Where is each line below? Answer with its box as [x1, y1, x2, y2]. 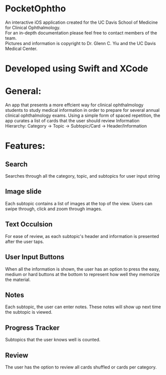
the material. [5, 277, 31, 282]
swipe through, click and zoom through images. [5, 206, 103, 212]
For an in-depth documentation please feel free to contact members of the [5, 30, 158, 36]
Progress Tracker [5, 324, 60, 332]
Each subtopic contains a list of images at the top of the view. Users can [5, 200, 153, 206]
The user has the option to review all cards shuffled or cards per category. [5, 364, 157, 370]
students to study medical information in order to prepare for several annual [5, 107, 160, 113]
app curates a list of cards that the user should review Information [5, 118, 140, 124]
